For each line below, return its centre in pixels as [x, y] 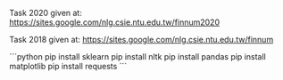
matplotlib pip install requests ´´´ [68, 66]
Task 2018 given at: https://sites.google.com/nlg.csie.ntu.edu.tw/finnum [141, 40]
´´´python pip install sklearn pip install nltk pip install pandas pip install [137, 56]
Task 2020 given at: [46, 13]
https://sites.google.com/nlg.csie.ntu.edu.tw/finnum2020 [115, 22]
